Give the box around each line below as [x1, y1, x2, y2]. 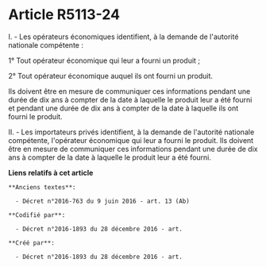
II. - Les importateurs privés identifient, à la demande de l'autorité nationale [8, 127, 255, 137]
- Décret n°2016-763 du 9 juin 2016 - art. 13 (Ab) [15, 197, 191, 205]
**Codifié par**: [8, 211, 66, 219]
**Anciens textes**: [8, 183, 77, 192]
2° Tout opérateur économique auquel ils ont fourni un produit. [8, 71, 213, 80]
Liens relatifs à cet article [8, 168, 94, 177]
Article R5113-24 [8, 6, 121, 24]
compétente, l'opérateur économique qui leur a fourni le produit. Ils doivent [8, 135, 254, 145]
